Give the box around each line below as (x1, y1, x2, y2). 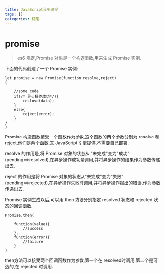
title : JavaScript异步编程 (5, 7, 58, 12)
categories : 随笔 (5, 16, 40, 21)
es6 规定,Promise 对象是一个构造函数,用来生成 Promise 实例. (17, 55, 142, 61)
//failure (23, 239, 43, 244)
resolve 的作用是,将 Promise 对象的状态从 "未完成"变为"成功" (5, 150, 130, 157)
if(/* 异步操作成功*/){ (14, 94, 59, 99)
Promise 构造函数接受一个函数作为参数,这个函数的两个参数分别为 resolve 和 (5, 134, 160, 140)
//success (23, 226, 43, 231)
